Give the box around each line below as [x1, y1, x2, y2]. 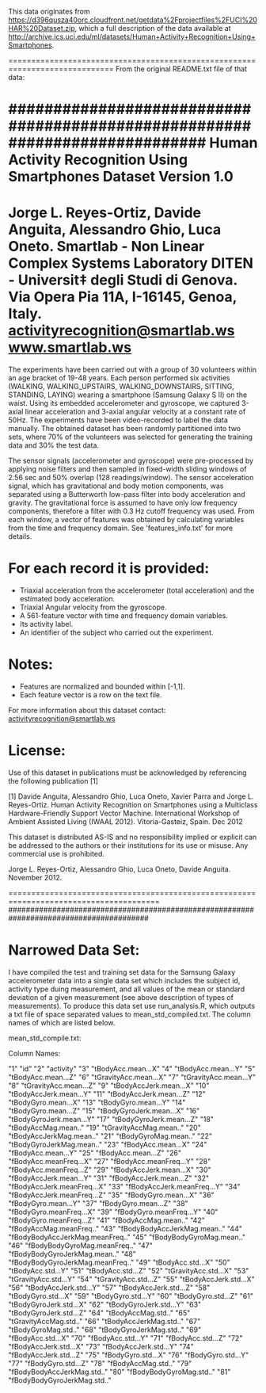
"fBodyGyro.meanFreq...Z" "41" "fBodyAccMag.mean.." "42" [8, 1216, 206, 1225]
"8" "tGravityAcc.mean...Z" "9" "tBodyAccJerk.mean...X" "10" [8, 1081, 210, 1090]
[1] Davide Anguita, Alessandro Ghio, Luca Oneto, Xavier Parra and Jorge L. [8, 792, 254, 801]
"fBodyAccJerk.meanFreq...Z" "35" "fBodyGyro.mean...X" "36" [8, 1190, 215, 1200]
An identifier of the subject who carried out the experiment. [19, 628, 214, 637]
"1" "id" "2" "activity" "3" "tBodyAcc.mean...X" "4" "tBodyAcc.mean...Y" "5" [8, 1063, 256, 1073]
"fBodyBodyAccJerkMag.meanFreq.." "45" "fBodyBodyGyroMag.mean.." [8, 1232, 246, 1242]
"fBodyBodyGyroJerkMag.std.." [8, 1375, 112, 1385]
